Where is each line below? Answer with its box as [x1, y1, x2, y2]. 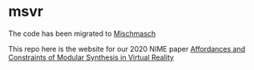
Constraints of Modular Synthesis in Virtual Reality [8, 52, 175, 62]
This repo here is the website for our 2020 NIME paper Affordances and [8, 44, 246, 53]
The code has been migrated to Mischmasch [8, 29, 156, 38]
